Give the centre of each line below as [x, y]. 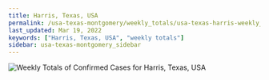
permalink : [26, 23]
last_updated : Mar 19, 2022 [55, 30]
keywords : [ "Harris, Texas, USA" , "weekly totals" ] [96, 38]
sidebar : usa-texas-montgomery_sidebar [75, 45]
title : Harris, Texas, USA [53, 15]
